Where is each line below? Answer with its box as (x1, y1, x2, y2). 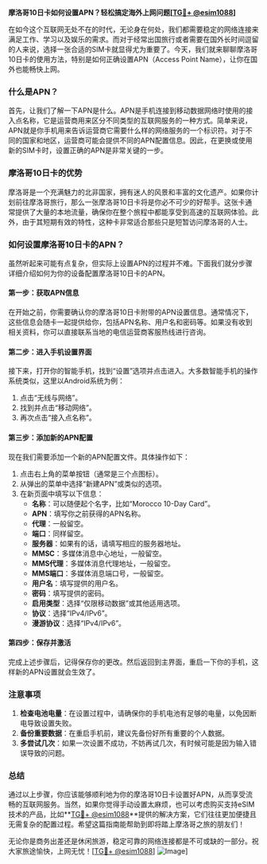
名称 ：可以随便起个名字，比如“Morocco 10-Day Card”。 (31, 498, 215, 508)
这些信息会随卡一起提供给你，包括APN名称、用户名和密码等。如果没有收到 (8, 318, 253, 327)
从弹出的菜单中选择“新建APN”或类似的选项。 (19, 479, 167, 488)
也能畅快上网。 (14, 65, 64, 74)
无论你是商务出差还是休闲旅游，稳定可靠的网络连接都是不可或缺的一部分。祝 (8, 836, 259, 846)
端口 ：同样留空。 (31, 529, 88, 538)
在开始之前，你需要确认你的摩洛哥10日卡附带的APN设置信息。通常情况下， (8, 307, 253, 317)
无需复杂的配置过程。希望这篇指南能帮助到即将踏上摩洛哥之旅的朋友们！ (8, 819, 245, 829)
